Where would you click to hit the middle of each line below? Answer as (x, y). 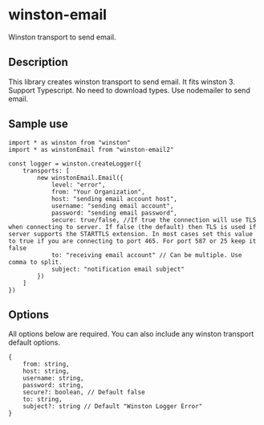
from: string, (46, 364)
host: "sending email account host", (114, 198)
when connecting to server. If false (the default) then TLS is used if (132, 227)
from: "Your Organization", (98, 192)
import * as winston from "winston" (69, 142)
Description (38, 62)
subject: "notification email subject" (118, 269)
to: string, (43, 399)
